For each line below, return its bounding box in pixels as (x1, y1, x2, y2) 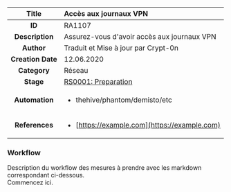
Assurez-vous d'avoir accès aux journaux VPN (64, 32, 216, 41)
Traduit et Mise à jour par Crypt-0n (64, 43, 178, 53)
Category (18, 66, 50, 75)
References (15, 121, 54, 130)
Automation (14, 95, 54, 105)
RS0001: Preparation (64, 77, 133, 86)
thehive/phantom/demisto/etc (75, 95, 173, 105)
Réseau (64, 66, 89, 75)
